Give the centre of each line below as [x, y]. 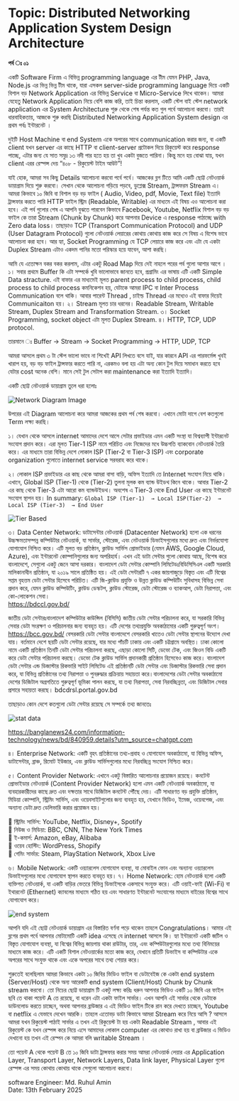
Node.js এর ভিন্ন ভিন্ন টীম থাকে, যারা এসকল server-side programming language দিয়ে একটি [119, 85]
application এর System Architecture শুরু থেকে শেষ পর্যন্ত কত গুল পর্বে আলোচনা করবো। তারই [116, 109]
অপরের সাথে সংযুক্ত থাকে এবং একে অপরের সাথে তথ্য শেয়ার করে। [74, 960]
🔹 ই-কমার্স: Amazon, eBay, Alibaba [55, 837]
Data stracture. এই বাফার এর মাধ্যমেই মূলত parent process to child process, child [115, 279]
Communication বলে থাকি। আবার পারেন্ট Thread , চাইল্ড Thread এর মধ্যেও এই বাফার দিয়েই [115, 295]
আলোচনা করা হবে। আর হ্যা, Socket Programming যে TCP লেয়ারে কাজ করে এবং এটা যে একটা [114, 241]
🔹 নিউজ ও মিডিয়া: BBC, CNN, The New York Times [75, 830]
